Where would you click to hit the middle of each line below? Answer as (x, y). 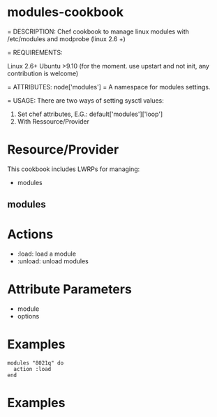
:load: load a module (47, 254)
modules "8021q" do (36, 363)
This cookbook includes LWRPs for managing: (74, 169)
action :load (32, 370)
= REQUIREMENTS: (35, 52)
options (28, 316)
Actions (30, 234)
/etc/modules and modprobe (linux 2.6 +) (66, 38)
